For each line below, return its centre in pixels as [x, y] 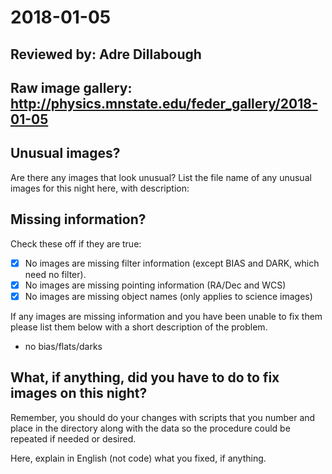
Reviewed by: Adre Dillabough [106, 54]
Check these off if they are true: [76, 243]
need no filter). [55, 274]
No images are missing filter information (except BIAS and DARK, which [172, 263]
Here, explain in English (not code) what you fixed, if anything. [138, 458]
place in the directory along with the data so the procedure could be [150, 428]
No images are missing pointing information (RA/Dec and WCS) [155, 285]
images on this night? [79, 393]
